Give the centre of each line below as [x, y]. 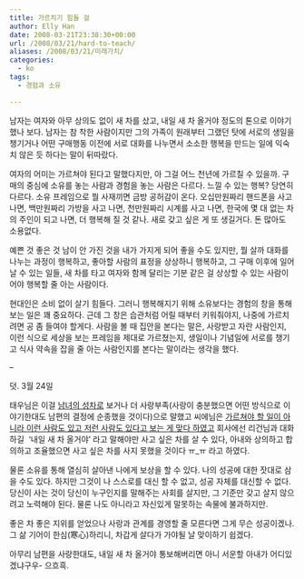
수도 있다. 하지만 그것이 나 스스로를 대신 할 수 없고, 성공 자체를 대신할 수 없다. [155, 481]
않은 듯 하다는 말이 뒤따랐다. [69, 155]
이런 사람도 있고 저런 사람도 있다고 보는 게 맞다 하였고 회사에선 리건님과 [152, 427]
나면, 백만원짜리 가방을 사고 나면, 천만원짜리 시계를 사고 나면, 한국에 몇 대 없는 [147, 208]
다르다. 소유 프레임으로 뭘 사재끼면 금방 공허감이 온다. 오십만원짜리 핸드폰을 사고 [151, 196]
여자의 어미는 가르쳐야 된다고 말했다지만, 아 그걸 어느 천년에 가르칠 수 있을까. [145, 174]
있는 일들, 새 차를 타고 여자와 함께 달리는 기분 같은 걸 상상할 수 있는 [147, 273]
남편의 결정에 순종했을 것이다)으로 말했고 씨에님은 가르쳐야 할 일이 [165, 416]
